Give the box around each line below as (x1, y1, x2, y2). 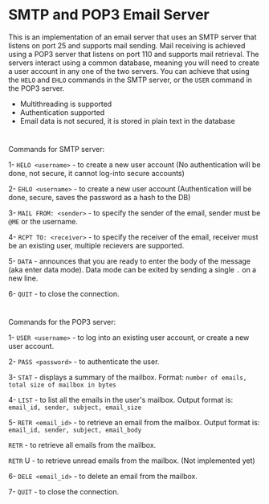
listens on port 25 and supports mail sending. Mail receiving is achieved (8, 40, 246, 50)
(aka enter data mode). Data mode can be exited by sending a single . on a (8, 265, 257, 275)
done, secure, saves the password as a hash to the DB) (8, 193, 191, 203)
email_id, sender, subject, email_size (8, 404, 142, 412)
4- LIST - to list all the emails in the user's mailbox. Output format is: (8, 395, 234, 405)
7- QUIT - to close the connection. (8, 487, 120, 497)
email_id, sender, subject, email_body (8, 426, 142, 435)
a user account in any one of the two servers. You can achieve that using (8, 66, 250, 76)
